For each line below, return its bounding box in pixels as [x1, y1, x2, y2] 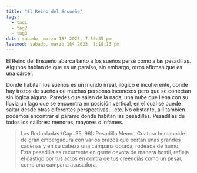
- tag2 [11, 25, 28, 31]
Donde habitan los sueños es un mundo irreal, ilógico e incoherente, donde [6, 81, 188, 88]
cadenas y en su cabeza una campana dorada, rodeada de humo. [20, 142, 181, 150]
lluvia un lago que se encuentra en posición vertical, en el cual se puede [6, 100, 181, 107]
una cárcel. [6, 70, 34, 77]
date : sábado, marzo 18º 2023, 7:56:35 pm [6, 36, 112, 42]
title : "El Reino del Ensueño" [6, 8, 83, 15]
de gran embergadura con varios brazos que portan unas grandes [20, 136, 181, 143]
